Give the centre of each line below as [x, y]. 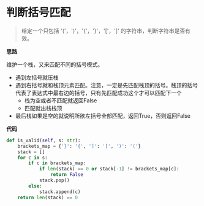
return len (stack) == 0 [48, 197]
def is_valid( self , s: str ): [43, 140]
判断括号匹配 [39, 13]
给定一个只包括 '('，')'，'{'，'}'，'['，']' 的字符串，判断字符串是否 [103, 31]
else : [36, 186]
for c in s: [32, 158]
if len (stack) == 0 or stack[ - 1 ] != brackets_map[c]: [109, 169]
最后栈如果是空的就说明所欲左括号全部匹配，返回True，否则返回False [103, 116]
